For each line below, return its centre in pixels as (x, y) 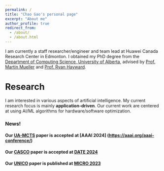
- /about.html (24, 37)
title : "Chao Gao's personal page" (42, 14)
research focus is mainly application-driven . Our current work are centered (82, 105)
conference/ (18, 140)
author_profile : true (27, 23)
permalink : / (18, 10)
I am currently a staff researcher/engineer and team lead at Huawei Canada (82, 51)
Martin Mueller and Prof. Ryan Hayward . (46, 67)
